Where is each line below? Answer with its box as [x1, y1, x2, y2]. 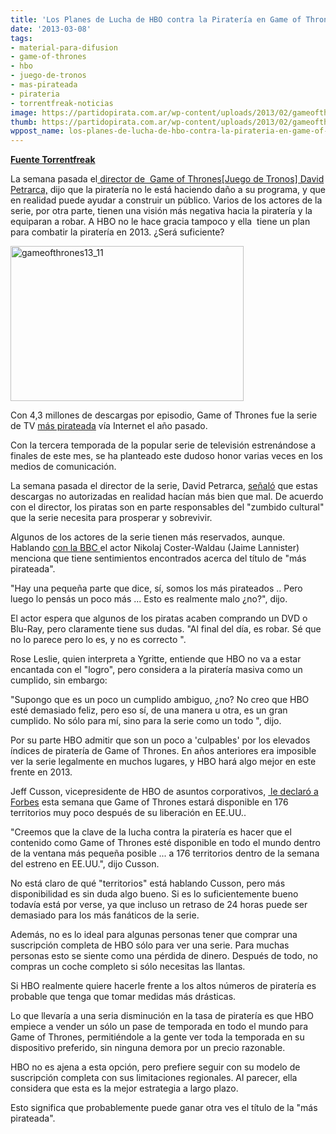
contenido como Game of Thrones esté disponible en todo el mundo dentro [10, 837, 321, 849]
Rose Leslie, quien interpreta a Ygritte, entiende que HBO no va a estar [10, 653, 302, 665]
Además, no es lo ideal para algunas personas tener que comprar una [10, 929, 298, 941]
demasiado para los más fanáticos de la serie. [10, 909, 200, 921]
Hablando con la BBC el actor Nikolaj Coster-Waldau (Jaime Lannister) [10, 542, 300, 554]
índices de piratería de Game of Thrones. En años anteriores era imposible [10, 745, 317, 757]
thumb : [10, 117, 38, 127]
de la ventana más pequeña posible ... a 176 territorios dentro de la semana [10, 847, 320, 860]
